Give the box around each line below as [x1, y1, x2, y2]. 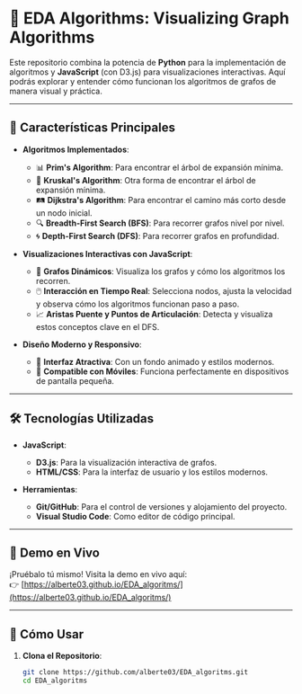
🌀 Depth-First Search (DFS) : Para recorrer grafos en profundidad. [35, 230, 280, 241]
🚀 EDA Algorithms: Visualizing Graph [9, 8, 289, 29]
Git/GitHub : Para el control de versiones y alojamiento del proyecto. [35, 501, 288, 512]
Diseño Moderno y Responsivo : [22, 339, 142, 350]
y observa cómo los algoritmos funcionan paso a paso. [35, 298, 240, 309]
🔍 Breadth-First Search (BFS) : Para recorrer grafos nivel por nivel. [35, 218, 285, 228]
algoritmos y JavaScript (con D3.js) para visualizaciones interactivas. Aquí [9, 67, 286, 77]
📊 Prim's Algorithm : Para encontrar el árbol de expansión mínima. [35, 162, 284, 173]
